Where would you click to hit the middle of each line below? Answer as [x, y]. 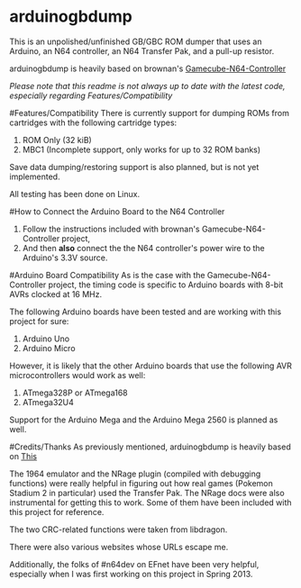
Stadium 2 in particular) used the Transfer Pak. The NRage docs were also [147, 493]
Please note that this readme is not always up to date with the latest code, [147, 86]
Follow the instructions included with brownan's [111, 229]
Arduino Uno [46, 339]
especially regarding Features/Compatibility [91, 95]
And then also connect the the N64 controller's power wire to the [143, 248]
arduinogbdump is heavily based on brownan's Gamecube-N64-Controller [148, 68]
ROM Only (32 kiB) [57, 140]
